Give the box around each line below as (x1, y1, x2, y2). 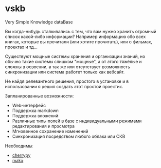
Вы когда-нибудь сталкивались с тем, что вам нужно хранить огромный (5, 28, 157, 34)
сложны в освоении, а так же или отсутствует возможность (5, 64, 130, 70)
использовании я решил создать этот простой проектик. (5, 83, 123, 89)
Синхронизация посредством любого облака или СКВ (12, 133, 125, 139)
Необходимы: (5, 143, 34, 149)
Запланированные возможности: (5, 93, 74, 99)
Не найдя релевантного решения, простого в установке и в (5, 78, 129, 84)
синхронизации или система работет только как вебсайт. (5, 69, 125, 75)
